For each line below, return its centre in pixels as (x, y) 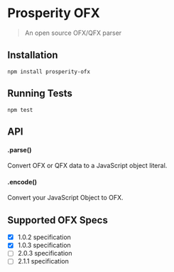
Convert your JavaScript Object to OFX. (65, 198)
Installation (33, 55)
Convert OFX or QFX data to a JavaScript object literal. (87, 166)
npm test (20, 110)
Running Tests (40, 94)
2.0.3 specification (45, 253)
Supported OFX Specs (58, 220)
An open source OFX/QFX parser (73, 33)
